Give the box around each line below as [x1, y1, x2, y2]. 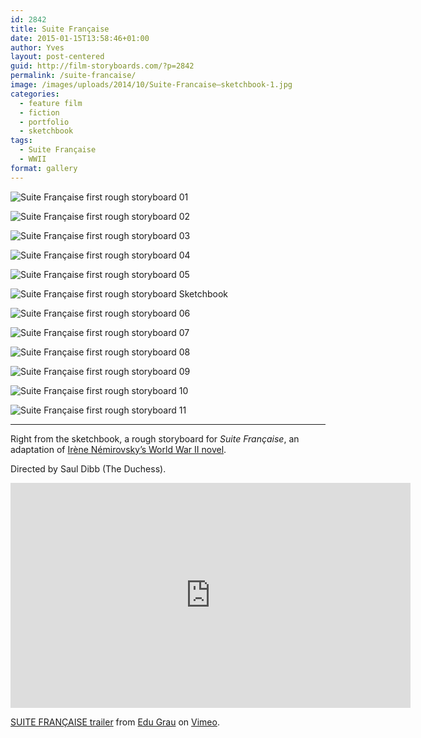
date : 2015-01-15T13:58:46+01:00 [10, 33, 150, 43]
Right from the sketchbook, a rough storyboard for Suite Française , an [10, 432, 300, 445]
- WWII [19, 154, 47, 164]
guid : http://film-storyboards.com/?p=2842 [10, 61, 195, 71]
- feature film [19, 98, 83, 108]
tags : [10, 136, 33, 146]
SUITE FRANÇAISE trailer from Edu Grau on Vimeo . [10, 716, 220, 728]
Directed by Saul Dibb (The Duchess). [10, 462, 167, 475]
